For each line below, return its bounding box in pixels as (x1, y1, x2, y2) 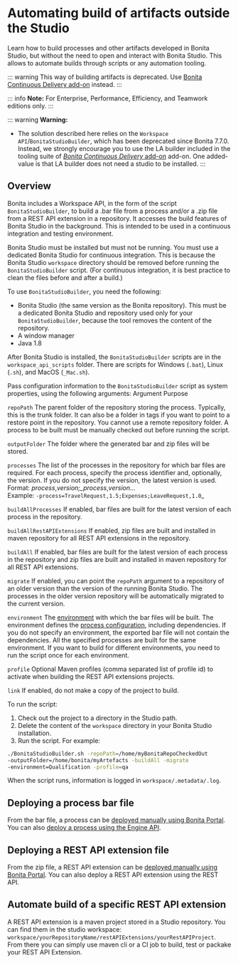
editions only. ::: (7, 101, 54, 110)
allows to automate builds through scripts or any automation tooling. (7, 58, 207, 67)
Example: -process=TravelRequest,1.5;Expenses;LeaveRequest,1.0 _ (7, 491, 205, 499)
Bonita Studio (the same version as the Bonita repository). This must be (17, 301, 227, 309)
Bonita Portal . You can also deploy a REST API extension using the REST (7, 870, 219, 879)
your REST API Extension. (7, 947, 82, 956)
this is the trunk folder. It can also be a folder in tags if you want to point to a (7, 410, 230, 419)
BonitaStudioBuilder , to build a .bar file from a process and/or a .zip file (7, 207, 218, 215)
